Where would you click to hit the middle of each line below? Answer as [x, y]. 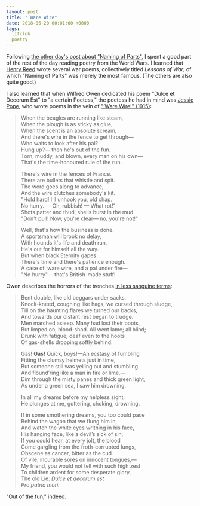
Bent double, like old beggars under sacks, [73, 298]
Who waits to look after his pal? [59, 143]
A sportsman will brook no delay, [61, 236]
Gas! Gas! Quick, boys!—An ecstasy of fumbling [80, 354]
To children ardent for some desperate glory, [76, 472]
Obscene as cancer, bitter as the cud [66, 453]
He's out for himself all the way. [60, 249]
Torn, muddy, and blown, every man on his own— [82, 156]
